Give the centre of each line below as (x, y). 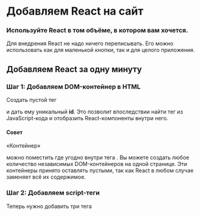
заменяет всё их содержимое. (46, 177)
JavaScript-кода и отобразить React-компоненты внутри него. (87, 118)
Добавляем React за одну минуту (74, 69)
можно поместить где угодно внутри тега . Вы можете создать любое (98, 157)
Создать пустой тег (31, 100)
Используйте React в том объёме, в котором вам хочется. (97, 31)
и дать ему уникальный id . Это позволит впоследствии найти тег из (95, 112)
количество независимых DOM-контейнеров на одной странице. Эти (97, 164)
